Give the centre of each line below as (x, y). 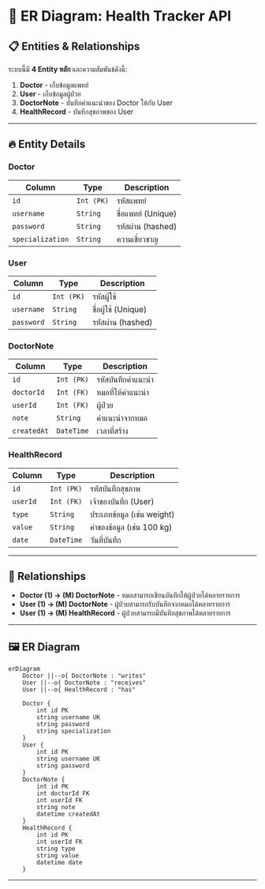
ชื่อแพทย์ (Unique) (147, 213)
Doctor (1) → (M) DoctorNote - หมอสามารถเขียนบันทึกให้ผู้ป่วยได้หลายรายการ (130, 595)
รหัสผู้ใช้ (104, 296)
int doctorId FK (63, 793)
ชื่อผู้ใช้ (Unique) (119, 309)
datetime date (60, 863)
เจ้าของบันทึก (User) (122, 501)
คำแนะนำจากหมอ (122, 418)
